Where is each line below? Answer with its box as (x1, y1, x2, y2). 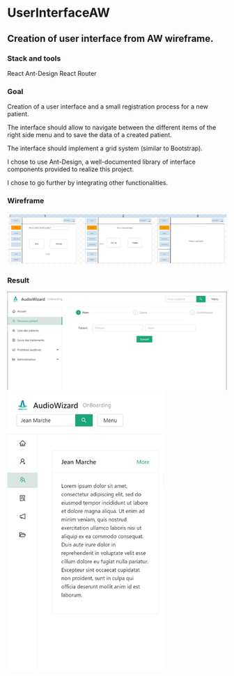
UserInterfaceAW (7, 5, 110, 21)
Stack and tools (7, 54, 61, 63)
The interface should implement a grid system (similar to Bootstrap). (7, 144, 203, 152)
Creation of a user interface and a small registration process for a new (7, 102, 209, 111)
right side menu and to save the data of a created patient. (7, 131, 172, 139)
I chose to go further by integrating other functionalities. (7, 179, 169, 187)
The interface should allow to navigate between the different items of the (7, 123, 217, 132)
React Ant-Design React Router (7, 69, 97, 77)
